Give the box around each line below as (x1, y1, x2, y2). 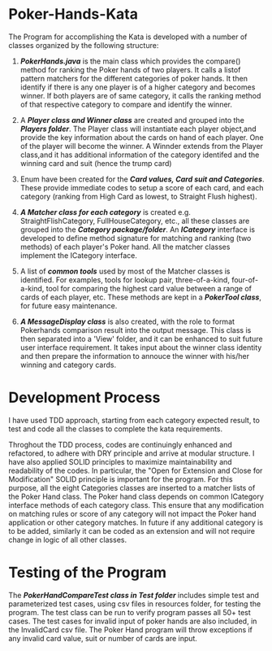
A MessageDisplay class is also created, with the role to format (19, 317, 235, 326)
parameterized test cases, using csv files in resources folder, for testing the (8, 599, 261, 609)
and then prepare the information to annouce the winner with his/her (19, 351, 250, 360)
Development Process (8, 388, 161, 407)
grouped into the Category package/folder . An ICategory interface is (19, 225, 256, 234)
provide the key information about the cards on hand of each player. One (19, 132, 264, 142)
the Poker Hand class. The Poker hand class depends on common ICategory (8, 492, 264, 501)
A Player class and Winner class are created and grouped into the (19, 115, 245, 125)
